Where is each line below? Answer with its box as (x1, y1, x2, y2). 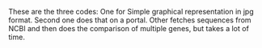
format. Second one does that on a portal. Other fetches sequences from (8, 15, 252, 25)
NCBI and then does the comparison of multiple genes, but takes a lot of (8, 24, 249, 33)
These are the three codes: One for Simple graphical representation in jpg (8, 7, 255, 16)
